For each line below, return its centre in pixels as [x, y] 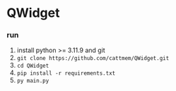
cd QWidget [33, 66]
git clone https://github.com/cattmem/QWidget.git [93, 59]
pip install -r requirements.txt [66, 73]
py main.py [33, 81]
